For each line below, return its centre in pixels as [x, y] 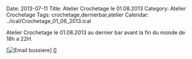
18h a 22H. [19, 39]
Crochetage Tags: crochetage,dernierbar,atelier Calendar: [78, 15]
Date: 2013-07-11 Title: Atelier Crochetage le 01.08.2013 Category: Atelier [96, 9]
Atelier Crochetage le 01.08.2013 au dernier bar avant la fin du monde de [96, 32]
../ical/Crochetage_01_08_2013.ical [49, 21]
